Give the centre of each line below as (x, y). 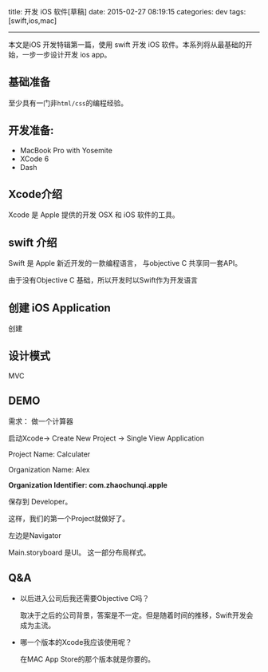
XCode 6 (34, 159)
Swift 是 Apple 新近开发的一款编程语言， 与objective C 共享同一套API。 (125, 263)
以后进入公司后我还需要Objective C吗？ (85, 598)
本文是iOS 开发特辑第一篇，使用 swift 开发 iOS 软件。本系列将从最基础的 (127, 45)
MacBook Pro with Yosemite (66, 150)
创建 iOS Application (60, 308)
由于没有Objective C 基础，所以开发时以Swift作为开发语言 (103, 280)
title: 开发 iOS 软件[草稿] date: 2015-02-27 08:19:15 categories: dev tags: (127, 12)
